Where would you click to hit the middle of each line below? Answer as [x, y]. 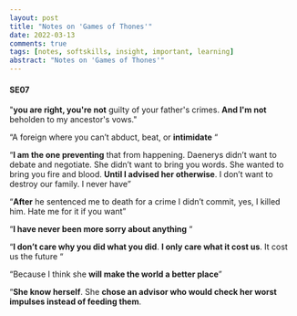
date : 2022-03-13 [42, 35]
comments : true [38, 43]
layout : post [34, 18]
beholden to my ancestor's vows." [73, 120]
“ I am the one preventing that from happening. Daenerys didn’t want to [143, 155]
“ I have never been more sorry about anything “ [101, 229]
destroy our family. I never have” [71, 184]
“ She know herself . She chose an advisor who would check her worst [143, 292]
